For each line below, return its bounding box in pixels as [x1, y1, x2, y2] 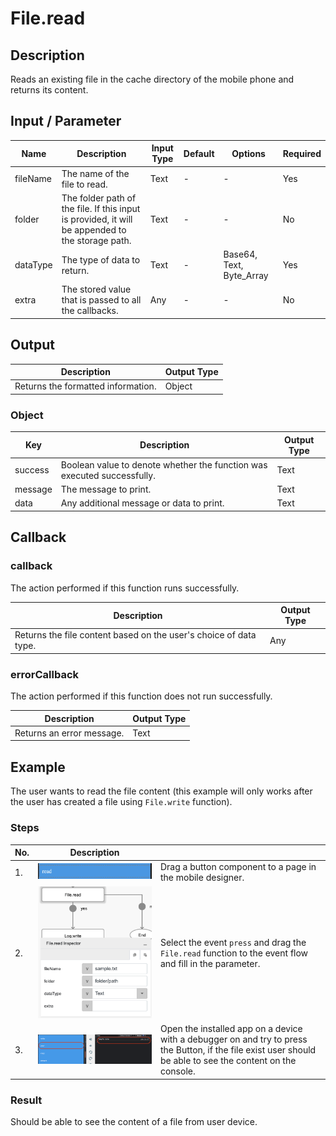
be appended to [61, 223, 127, 236]
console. [159, 1065, 196, 1077]
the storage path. [61, 234, 132, 246]
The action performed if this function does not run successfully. [10, 690, 273, 702]
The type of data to [61, 253, 141, 266]
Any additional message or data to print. [60, 497, 225, 509]
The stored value [61, 283, 132, 296]
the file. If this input [61, 202, 141, 214]
